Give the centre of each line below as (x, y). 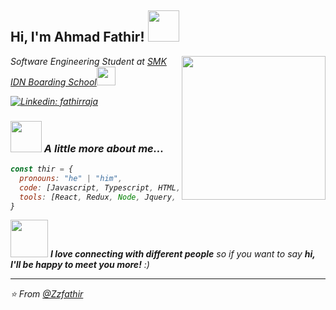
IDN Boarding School (53, 82)
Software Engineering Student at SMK (88, 61)
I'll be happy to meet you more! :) (80, 265)
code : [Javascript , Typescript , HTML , (100, 187)
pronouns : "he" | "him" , (71, 178)
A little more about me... (104, 148)
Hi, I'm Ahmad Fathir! (77, 37)
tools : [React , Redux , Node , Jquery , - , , (163, 197)
